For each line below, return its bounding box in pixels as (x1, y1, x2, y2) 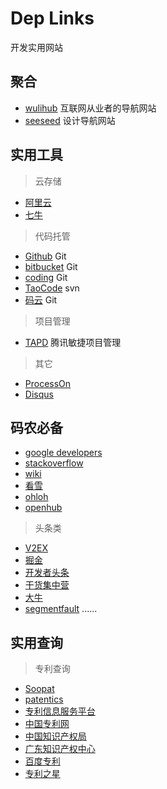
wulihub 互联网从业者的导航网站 (24, 102, 157, 114)
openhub (24, 502, 63, 514)
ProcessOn (24, 377, 72, 389)
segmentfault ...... (24, 603, 98, 615)
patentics (24, 693, 64, 706)
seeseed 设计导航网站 (24, 114, 116, 126)
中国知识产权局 (24, 730, 87, 742)
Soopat (24, 683, 55, 695)
